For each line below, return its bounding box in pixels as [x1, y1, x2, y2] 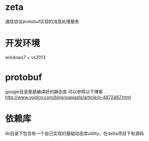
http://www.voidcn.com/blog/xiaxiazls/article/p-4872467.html [5, 94, 131, 100]
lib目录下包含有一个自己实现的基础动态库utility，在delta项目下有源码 [5, 130, 144, 136]
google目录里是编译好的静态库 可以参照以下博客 [5, 89, 103, 94]
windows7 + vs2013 [5, 54, 46, 60]
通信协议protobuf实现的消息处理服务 [5, 18, 79, 24]
